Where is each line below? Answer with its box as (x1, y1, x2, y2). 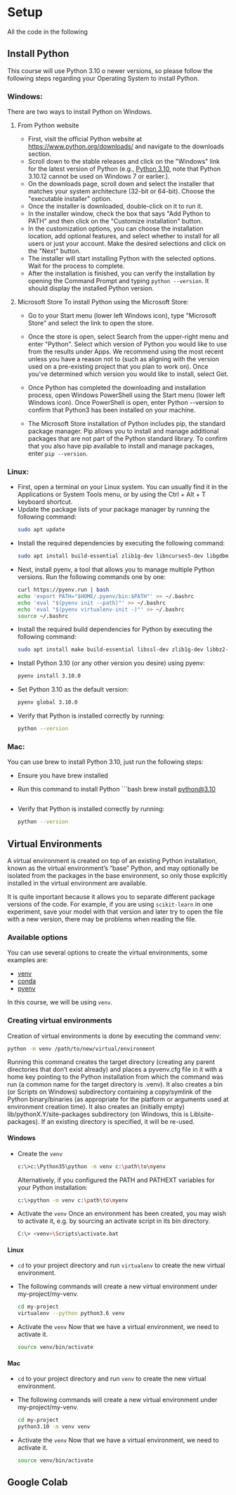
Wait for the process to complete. (27, 261, 125, 271)
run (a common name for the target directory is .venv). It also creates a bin (7, 1080, 223, 1089)
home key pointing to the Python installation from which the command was (7, 1073, 223, 1081)
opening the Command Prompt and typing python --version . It (27, 277, 209, 285)
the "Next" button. (27, 247, 81, 255)
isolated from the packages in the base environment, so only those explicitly (7, 871, 228, 879)
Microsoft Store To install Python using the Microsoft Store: (17, 298, 189, 306)
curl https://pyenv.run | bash (17, 586, 110, 594)
